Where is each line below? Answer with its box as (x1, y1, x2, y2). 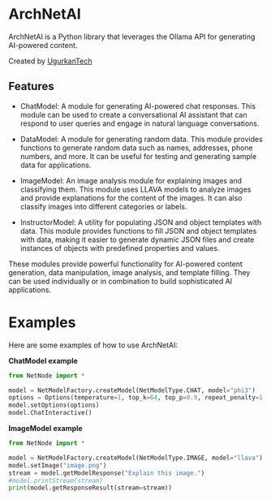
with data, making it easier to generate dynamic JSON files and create (19, 235, 255, 244)
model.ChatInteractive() (8, 409, 92, 417)
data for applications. (19, 160, 92, 170)
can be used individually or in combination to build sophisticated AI (8, 276, 233, 286)
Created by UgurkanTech (8, 56, 92, 66)
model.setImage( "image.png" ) (8, 461, 107, 469)
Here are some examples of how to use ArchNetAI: (8, 340, 179, 350)
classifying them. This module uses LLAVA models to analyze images (19, 184, 252, 194)
